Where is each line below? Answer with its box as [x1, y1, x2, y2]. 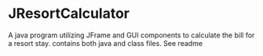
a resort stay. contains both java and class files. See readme [8, 38, 203, 47]
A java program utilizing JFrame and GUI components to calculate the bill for [8, 30, 255, 40]
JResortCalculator [8, 5, 130, 23]
